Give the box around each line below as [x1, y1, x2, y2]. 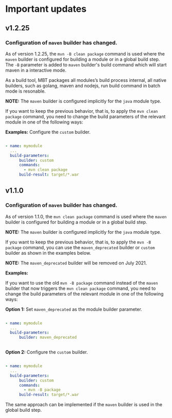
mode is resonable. [5, 88, 46, 94]
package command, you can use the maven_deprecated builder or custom [5, 244, 155, 250]
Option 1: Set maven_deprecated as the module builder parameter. [5, 306, 142, 312]
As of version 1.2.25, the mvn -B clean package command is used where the [5, 50, 165, 57]
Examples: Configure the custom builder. [5, 129, 91, 135]
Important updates [5, 3, 87, 15]
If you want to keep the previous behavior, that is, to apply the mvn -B [5, 239, 151, 245]
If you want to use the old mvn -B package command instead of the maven [5, 280, 158, 286]
